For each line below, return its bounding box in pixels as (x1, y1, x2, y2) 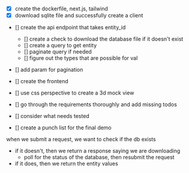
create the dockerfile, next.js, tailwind (14, 5, 108, 12)
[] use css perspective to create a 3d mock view (14, 89, 134, 96)
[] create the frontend (14, 78, 68, 85)
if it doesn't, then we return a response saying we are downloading (14, 147, 181, 154)
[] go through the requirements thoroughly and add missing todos (14, 101, 177, 108)
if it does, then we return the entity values (14, 160, 118, 167)
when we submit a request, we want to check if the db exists (6, 136, 156, 143)
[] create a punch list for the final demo (14, 124, 112, 131)
